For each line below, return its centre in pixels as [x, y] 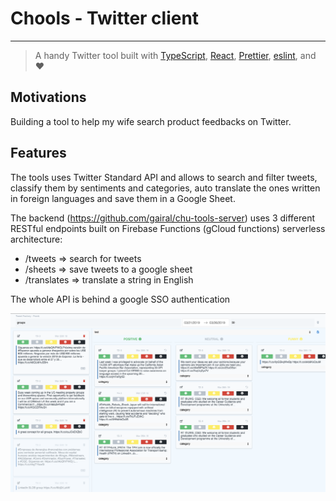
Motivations [48, 97]
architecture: [36, 239]
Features [38, 153]
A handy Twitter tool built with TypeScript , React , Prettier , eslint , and [175, 55]
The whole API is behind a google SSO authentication [120, 299]
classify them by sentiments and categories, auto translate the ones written [165, 188]
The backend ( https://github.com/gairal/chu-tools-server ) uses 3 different [163, 218]
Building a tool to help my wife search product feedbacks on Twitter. [151, 121]
